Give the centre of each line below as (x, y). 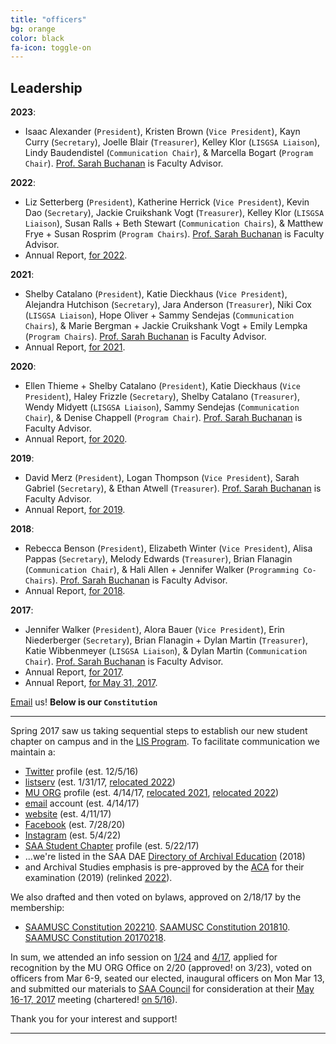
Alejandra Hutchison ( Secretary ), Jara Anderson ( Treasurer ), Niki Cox (168, 305)
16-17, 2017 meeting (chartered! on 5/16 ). (94, 1000)
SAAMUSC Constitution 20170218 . (95, 938)
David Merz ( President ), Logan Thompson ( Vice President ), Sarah (162, 478)
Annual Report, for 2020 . (76, 439)
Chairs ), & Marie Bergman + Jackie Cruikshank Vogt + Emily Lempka (166, 326)
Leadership (46, 87)
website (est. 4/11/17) (68, 814)
